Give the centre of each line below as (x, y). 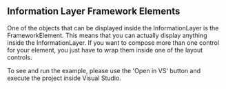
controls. (20, 57)
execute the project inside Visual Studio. (64, 78)
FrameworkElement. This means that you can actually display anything (107, 35)
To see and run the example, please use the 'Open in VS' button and (104, 70)
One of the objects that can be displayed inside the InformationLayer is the (113, 28)
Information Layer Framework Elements (94, 11)
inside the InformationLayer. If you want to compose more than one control (113, 42)
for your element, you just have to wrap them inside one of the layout (105, 50)
